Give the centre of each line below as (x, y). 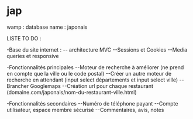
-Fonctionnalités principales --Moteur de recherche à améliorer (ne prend (95, 67)
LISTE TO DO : (24, 38)
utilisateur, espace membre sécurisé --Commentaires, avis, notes (85, 110)
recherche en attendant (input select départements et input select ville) (92, 80)
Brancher (18, 86)
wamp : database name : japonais (47, 27)
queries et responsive (33, 56)
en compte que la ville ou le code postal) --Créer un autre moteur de (89, 73)
